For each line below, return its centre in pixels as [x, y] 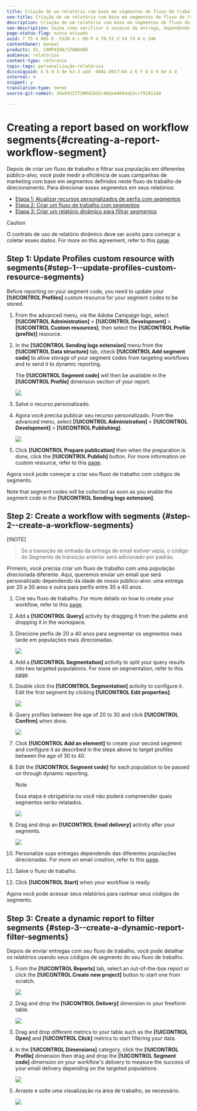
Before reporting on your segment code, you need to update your [85, 291]
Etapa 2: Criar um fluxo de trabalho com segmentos [77, 205]
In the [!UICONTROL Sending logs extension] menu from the [89, 345]
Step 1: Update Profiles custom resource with [90, 259]
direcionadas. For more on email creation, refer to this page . [87, 860]
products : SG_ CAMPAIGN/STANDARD [47, 50]
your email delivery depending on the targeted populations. [87, 1068]
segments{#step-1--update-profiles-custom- [92, 268]
